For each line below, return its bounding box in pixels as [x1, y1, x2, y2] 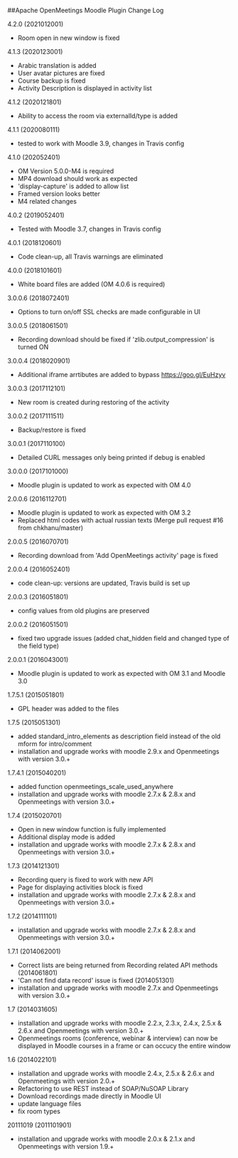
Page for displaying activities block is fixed [17, 883, 144, 891]
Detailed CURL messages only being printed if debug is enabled [17, 453, 205, 462]
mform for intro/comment [17, 740, 92, 748]
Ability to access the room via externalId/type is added [17, 112, 178, 120]
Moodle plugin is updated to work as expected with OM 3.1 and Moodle [17, 669, 226, 678]
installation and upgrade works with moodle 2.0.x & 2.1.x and [17, 1134, 195, 1143]
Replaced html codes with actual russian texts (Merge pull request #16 [17, 516, 224, 524]
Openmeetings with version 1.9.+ [17, 1142, 114, 1150]
